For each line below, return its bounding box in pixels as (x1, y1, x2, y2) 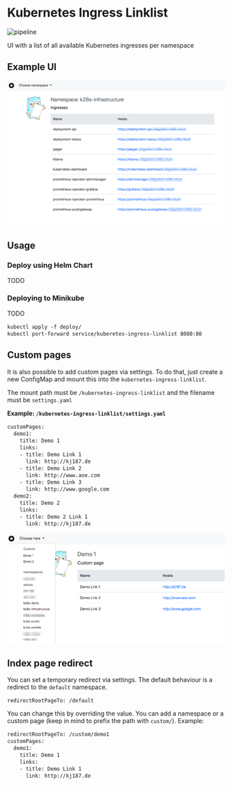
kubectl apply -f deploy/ (7, 323, 81, 330)
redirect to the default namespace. (7, 683, 108, 691)
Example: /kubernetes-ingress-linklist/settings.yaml (7, 409, 166, 417)
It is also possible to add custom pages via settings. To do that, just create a (7, 367, 223, 376)
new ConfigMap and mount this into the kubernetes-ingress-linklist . (7, 375, 207, 383)
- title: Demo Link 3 (19, 479, 81, 486)
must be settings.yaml (7, 396, 72, 404)
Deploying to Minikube (7, 293, 85, 303)
